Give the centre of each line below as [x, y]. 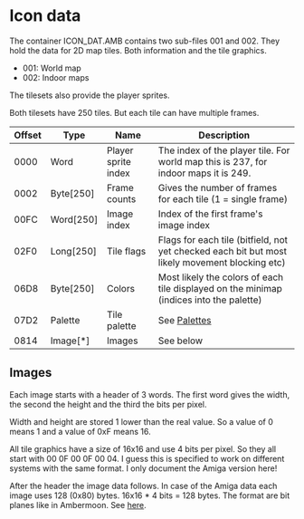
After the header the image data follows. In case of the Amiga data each [143, 485]
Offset [28, 135]
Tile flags [127, 251]
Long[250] [73, 251]
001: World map [52, 68]
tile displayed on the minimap [220, 288]
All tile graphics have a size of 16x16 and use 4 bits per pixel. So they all [143, 448]
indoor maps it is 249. [204, 173]
